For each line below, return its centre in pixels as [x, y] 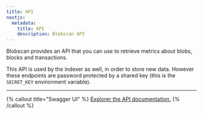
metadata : [24, 23]
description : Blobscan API [51, 34]
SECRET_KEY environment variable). [49, 82]
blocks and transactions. [37, 58]
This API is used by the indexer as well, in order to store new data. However [100, 69]
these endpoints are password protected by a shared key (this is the [91, 76]
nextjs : [16, 17]
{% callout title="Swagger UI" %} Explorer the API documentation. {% [93, 99]
